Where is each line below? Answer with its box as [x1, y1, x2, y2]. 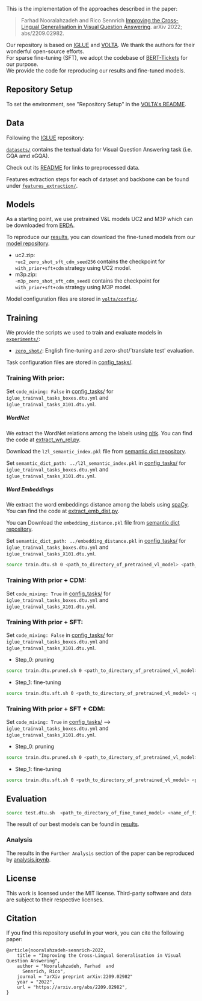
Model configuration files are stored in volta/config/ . [6, 295, 139, 302]
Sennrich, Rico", [22, 968, 66, 974]
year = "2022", [17, 979, 55, 985]
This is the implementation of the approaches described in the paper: [6, 5, 178, 12]
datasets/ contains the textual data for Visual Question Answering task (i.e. [6, 146, 192, 153]
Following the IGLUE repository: [6, 134, 85, 141]
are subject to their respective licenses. [6, 896, 104, 903]
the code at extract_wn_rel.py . [6, 436, 81, 443]
